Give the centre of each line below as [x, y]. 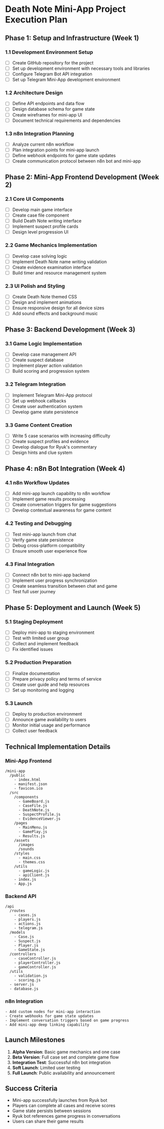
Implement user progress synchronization [55, 580]
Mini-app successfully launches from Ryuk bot [60, 1100]
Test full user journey [34, 592]
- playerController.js [37, 963]
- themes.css [32, 862]
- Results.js [32, 836]
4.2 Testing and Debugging [39, 523]
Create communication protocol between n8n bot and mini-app [77, 161]
